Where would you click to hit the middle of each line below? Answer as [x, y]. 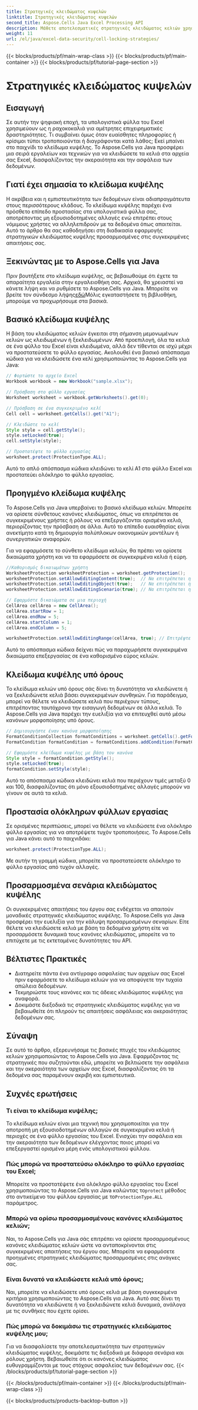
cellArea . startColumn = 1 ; [39, 622]
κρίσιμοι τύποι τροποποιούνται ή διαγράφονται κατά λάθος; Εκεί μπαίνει [95, 141]
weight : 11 [19, 34]
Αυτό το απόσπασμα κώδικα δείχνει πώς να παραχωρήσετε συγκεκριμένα [97, 650]
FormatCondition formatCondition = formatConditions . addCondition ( [91, 742]
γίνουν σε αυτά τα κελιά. [37, 793]
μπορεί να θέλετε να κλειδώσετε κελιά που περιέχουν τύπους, [83, 701]
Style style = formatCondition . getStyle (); [60, 758]
